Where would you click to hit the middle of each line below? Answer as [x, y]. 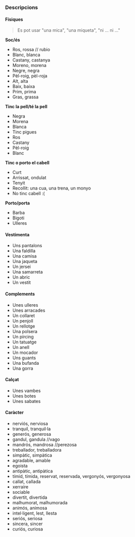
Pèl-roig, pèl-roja [30, 76]
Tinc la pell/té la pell [26, 107]
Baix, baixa [24, 86]
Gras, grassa [25, 97]
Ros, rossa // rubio [31, 50]
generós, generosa [32, 434]
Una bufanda [26, 363]
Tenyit [19, 183]
